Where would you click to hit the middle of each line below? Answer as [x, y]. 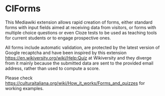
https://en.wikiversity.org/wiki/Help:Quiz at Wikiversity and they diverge [79, 58]
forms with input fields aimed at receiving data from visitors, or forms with [81, 27]
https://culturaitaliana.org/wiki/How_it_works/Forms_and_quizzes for [75, 83]
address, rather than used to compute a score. [53, 68]
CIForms [23, 9]
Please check [19, 78]
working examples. [25, 88]
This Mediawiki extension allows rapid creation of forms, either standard [79, 22]
